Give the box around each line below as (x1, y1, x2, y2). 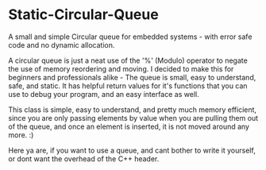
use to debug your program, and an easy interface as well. (8, 89, 200, 99)
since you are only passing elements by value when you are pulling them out (8, 113, 259, 122)
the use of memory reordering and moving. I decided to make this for (8, 64, 234, 73)
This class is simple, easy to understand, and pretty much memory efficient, (8, 105, 256, 114)
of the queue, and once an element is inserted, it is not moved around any (8, 122, 250, 131)
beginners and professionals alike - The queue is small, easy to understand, (8, 72, 256, 82)
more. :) (8, 129, 34, 140)
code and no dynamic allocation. (8, 40, 115, 49)
